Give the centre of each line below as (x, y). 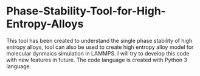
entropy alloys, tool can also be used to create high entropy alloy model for (100, 47)
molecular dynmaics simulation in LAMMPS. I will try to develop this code (98, 53)
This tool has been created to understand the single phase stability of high (99, 40)
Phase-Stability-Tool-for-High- (86, 11)
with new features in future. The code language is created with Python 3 (97, 60)
